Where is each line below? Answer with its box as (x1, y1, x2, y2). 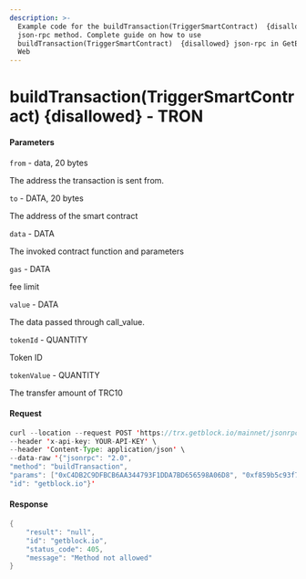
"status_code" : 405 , (25, 544, 104, 553)
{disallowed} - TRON (44, 106, 204, 127)
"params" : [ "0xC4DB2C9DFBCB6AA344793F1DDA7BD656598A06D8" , (9, 471, 239, 480)
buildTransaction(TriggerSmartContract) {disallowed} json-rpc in (17, 38, 280, 48)
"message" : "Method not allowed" (25, 553, 153, 563)
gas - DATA (9, 263, 51, 274)
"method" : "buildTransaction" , (9, 462, 128, 471)
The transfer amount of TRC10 (9, 387, 123, 398)
